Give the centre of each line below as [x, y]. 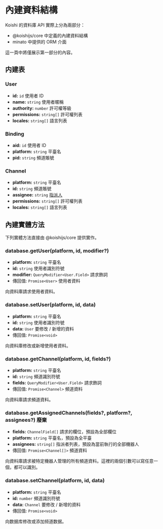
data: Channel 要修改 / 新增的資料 [46, 505]
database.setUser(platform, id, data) [51, 305]
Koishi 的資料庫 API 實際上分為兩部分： [45, 25]
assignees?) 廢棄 [26, 420]
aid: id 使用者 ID [29, 145]
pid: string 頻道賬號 [33, 158]
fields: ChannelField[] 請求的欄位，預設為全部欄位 [64, 432]
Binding [15, 134]
